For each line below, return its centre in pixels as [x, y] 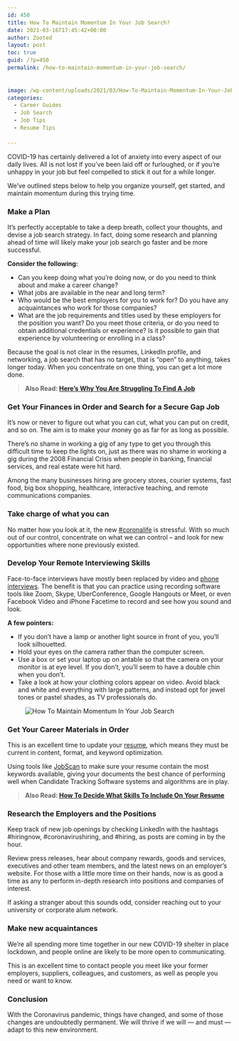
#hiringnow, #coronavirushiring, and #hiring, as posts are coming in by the [116, 837]
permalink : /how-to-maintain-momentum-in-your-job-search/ [97, 68]
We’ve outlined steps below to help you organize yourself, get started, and [116, 185]
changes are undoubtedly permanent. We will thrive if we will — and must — [119, 1022]
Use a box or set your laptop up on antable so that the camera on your [121, 659]
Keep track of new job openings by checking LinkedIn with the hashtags [113, 829]
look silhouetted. [42, 644]
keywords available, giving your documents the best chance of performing [116, 774]
